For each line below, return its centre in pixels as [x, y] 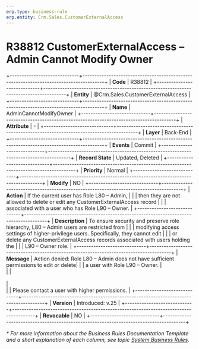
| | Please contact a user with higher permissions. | [68, 290]
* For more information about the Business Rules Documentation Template [97, 334]
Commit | [145, 145]
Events [121, 145]
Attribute [18, 126]
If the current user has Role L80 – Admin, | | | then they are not [104, 196]
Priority [93, 171]
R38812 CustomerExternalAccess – [95, 47]
